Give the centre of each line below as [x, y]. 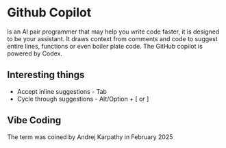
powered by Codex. [35, 53]
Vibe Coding [34, 120]
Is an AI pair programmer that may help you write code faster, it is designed [113, 32]
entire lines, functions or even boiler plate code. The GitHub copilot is [105, 46]
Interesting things [46, 75]
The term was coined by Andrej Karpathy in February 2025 [90, 137]
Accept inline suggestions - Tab [62, 91]
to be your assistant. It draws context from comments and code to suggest [112, 38]
